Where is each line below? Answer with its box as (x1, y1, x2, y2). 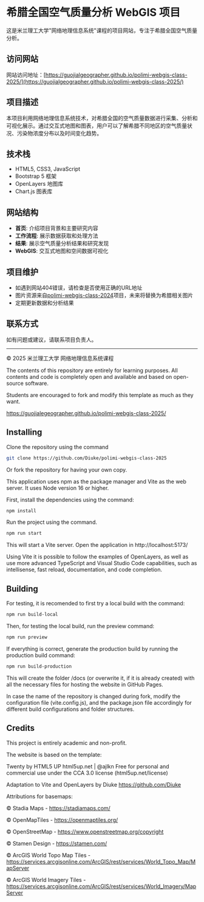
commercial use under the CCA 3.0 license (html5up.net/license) (6, 769, 168, 776)
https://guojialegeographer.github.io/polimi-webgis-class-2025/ (6, 409, 166, 416)
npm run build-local (6, 611, 59, 618)
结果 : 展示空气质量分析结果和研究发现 (15, 240, 109, 247)
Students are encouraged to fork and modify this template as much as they (6, 391, 194, 398)
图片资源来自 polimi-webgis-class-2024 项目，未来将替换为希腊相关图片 (15, 292, 194, 299)
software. (25, 379, 49, 387)
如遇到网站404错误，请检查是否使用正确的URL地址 (15, 284, 143, 291)
